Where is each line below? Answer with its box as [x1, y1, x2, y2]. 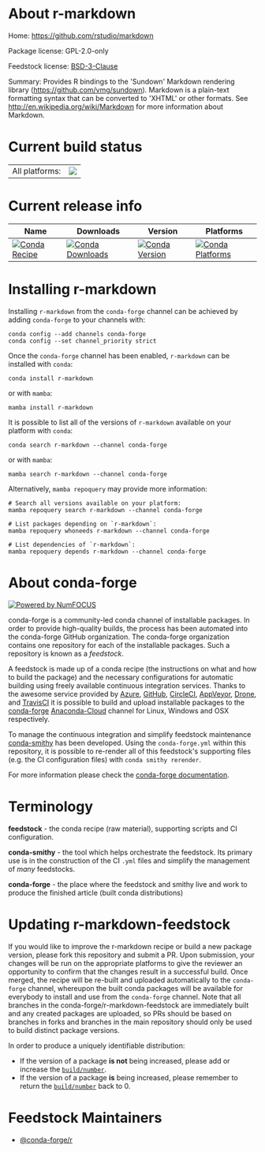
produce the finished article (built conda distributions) [8, 888, 184, 897]
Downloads [76, 226, 121, 237]
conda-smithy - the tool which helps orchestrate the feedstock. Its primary [8, 847, 253, 857]
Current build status [8, 138, 143, 156]
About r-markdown [8, 5, 136, 23]
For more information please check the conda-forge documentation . [8, 770, 230, 780]
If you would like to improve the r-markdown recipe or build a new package [8, 941, 252, 951]
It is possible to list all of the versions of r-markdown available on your [8, 417, 231, 427]
